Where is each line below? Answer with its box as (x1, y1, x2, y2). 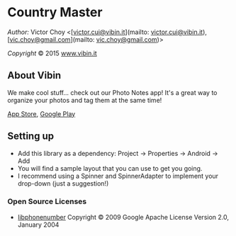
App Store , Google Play (7, 109, 76, 118)
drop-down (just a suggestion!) (17, 179, 109, 188)
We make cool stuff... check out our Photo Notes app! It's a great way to (7, 88, 218, 96)
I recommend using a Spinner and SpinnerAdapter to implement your (17, 172, 218, 180)
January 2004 (17, 220, 60, 229)
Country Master (7, 4, 103, 21)
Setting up (7, 130, 55, 142)
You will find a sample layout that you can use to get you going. (17, 164, 203, 172)
